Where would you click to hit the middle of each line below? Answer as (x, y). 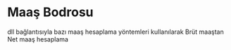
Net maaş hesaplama (38, 39)
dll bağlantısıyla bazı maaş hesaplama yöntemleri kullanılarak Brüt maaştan (115, 32)
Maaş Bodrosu (50, 12)
